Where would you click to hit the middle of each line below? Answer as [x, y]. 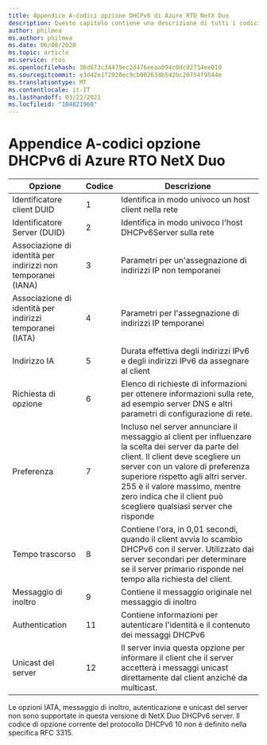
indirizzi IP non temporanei [170, 270]
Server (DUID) [39, 233]
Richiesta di [34, 394]
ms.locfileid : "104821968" [53, 104]
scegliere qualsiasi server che [176, 507]
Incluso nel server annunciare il [179, 427]
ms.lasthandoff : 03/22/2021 [55, 97]
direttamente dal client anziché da [184, 678]
